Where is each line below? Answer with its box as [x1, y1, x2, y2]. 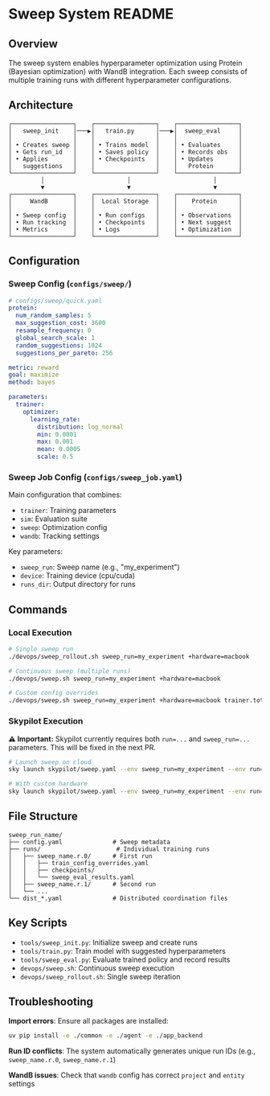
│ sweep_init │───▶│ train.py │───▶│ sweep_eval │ [8, 126, 243, 135]
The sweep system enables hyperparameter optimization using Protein [8, 58, 243, 68]
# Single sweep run [8, 645, 74, 653]
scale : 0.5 [37, 453, 74, 461]
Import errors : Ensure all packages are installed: [8, 1016, 169, 1026]
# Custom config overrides [8, 689, 99, 697]
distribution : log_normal [37, 423, 125, 431]
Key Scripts [8, 916, 67, 930]
